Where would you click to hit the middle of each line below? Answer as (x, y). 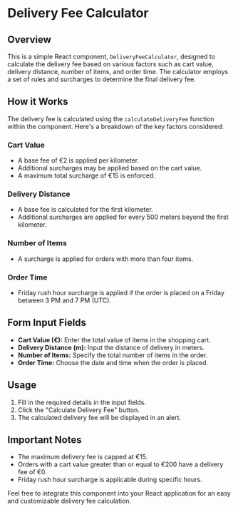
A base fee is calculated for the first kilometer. (85, 210)
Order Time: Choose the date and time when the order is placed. (113, 362)
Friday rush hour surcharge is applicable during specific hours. (110, 480)
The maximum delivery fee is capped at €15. (83, 457)
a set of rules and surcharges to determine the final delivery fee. (102, 79)
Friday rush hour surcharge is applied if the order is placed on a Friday (121, 293)
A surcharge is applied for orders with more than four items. (105, 259)
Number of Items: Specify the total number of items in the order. (113, 355)
